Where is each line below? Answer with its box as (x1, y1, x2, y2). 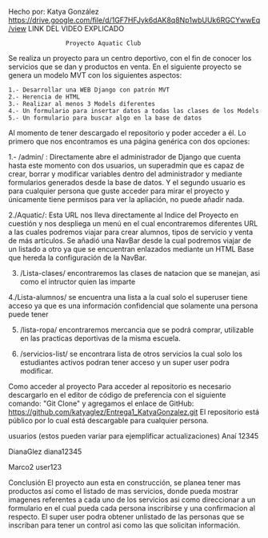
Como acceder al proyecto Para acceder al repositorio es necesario (8, 382, 232, 391)
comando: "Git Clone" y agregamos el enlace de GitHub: (8, 398, 194, 408)
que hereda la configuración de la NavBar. (8, 253, 147, 262)
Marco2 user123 (8, 463, 62, 471)
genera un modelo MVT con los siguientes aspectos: (8, 71, 182, 79)
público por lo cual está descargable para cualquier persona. (8, 416, 210, 425)
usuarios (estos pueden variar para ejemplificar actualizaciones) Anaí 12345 (8, 431, 259, 440)
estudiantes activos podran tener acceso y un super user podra (19, 358, 230, 367)
